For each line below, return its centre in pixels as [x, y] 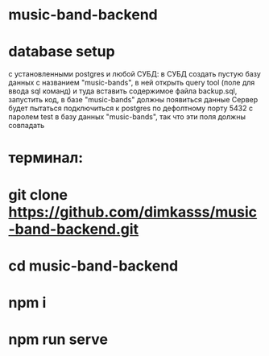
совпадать [27, 126]
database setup [62, 52]
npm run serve [58, 339]
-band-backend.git [74, 229]
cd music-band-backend [93, 265]
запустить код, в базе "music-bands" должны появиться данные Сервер [133, 100]
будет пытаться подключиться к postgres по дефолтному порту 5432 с [131, 108]
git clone [38, 195]
